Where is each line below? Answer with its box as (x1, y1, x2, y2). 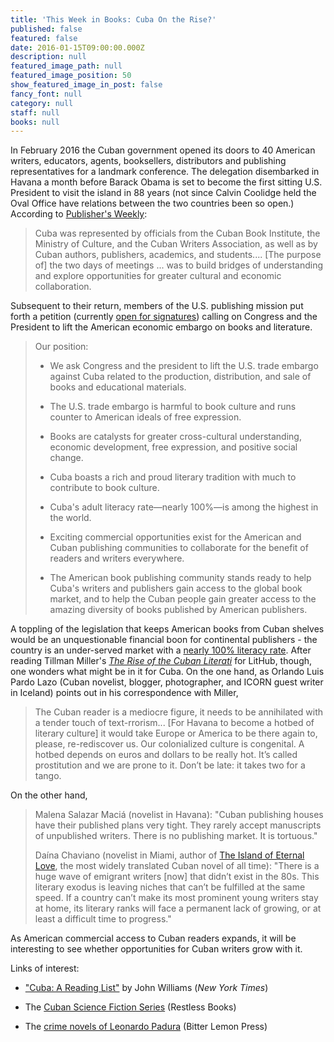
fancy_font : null (10, 89, 83, 99)
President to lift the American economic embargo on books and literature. (10, 321, 313, 333)
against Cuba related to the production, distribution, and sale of (49, 371, 312, 383)
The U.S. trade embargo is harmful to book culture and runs (49, 401, 297, 413)
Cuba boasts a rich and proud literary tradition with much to (49, 471, 297, 483)
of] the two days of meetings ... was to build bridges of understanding (34, 259, 324, 271)
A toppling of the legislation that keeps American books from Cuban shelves (10, 623, 325, 635)
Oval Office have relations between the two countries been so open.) (10, 197, 295, 210)
